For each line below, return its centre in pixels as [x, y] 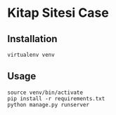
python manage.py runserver [49, 104]
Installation [32, 39]
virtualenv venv [31, 55]
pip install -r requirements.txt [56, 99]
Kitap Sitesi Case [58, 13]
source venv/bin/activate [45, 93]
